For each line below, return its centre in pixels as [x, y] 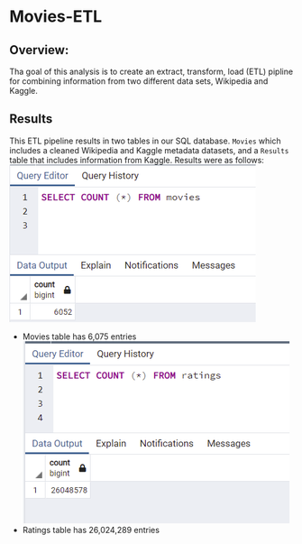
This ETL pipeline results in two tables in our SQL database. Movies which [145, 141]
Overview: [39, 50]
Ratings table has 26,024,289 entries [91, 530]
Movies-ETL [56, 17]
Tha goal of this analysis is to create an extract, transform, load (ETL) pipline [151, 71]
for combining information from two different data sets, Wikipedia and [139, 81]
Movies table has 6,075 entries [79, 337]
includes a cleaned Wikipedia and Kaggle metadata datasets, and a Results [149, 150]
